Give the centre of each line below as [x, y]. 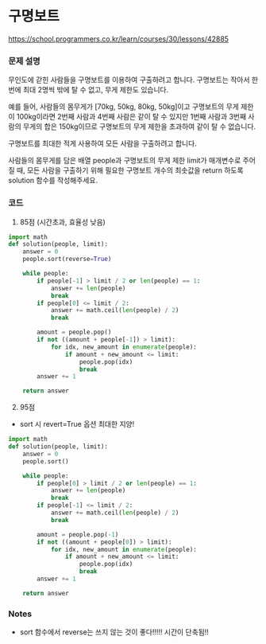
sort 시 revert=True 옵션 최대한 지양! [77, 424]
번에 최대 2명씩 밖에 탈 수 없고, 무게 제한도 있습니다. [89, 90]
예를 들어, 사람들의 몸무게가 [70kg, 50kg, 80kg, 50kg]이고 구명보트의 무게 [124, 107]
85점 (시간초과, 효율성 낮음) [62, 222]
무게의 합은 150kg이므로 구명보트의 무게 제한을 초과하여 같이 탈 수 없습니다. [139, 127]
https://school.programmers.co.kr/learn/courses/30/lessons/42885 [118, 39]
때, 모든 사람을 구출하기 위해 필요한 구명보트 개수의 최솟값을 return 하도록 [130, 170]
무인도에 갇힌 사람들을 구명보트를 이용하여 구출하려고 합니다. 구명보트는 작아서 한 [133, 80]
